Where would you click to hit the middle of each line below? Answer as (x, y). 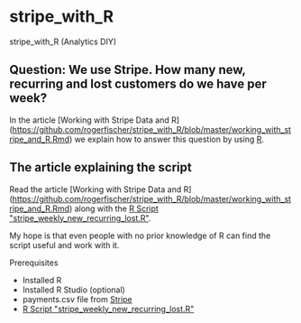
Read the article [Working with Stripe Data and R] (100, 189)
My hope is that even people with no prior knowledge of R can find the (140, 235)
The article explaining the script (100, 167)
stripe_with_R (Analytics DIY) (63, 42)
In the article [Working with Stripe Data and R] (95, 120)
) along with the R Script (114, 208)
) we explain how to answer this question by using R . (166, 139)
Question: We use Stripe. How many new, (128, 70)
